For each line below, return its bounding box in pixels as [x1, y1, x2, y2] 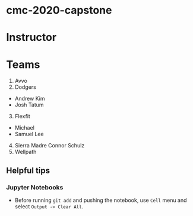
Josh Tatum [14, 101, 44, 108]
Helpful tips [6, 165, 50, 175]
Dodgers [14, 83, 37, 91]
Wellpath [14, 149, 37, 156]
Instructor [6, 31, 57, 44]
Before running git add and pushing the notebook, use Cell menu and [14, 196, 187, 204]
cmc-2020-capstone [6, 4, 112, 17]
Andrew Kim [14, 95, 45, 102]
